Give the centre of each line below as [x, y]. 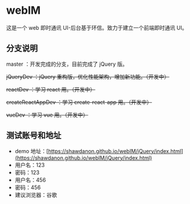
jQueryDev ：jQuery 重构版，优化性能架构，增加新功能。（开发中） [88, 77]
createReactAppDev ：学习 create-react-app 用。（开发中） [79, 102]
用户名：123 [30, 165]
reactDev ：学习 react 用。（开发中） [51, 89]
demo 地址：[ [32, 151]
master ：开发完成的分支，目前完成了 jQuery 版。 [67, 64]
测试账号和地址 [34, 136]
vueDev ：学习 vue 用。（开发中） [47, 115]
